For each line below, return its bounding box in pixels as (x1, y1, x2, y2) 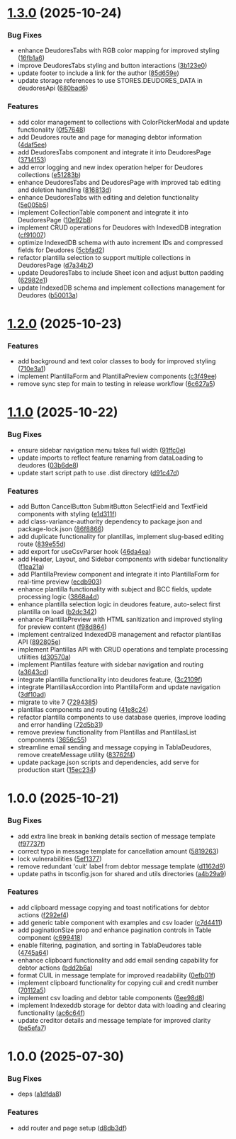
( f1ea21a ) (17, 562, 45, 571)
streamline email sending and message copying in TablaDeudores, (17, 743, 212, 752)
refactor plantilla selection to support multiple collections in (17, 253, 191, 261)
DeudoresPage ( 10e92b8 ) (17, 215, 94, 224)
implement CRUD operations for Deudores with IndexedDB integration (17, 223, 222, 232)
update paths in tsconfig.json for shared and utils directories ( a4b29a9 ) (17, 869, 227, 878)
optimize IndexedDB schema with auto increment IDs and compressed (17, 238, 223, 246)
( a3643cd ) (17, 668, 50, 676)
